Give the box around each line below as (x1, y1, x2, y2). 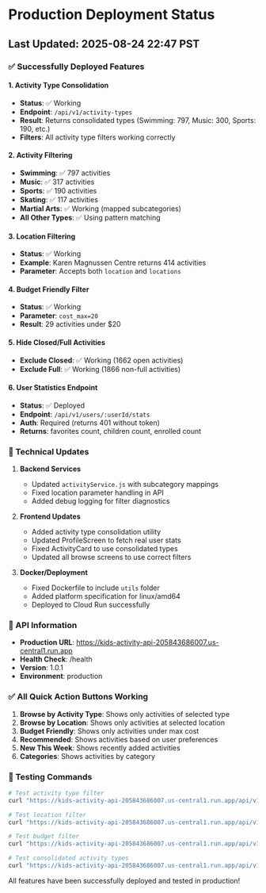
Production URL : (19, 638, 75, 647)
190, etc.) (19, 124, 51, 133)
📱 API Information (8, 619, 78, 630)
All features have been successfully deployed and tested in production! (8, 876, 241, 885)
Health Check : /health (19, 654, 93, 664)
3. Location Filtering (8, 232, 76, 241)
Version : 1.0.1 (19, 663, 63, 673)
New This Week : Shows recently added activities (19, 743, 180, 753)
